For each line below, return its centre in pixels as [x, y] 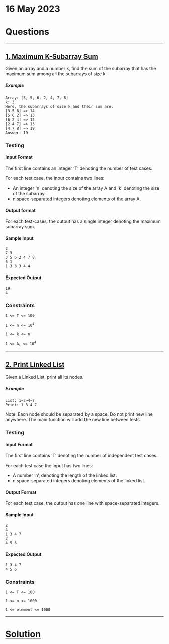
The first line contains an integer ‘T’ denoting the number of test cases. [79, 168]
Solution [23, 634]
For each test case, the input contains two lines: [55, 178]
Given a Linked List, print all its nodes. [45, 377]
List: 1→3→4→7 [20, 401]
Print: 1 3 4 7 [21, 405]
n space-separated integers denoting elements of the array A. [77, 199]
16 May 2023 [33, 9]
